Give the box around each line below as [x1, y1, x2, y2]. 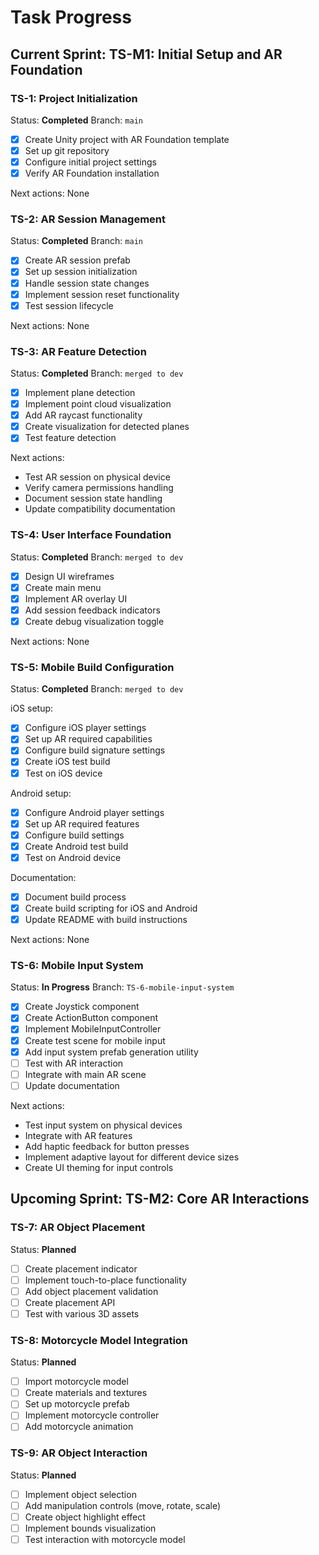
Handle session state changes [24, 277, 150, 289]
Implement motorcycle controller [24, 1409, 160, 1421]
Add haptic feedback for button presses [24, 1140, 190, 1152]
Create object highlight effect [24, 1511, 146, 1523]
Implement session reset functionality [24, 288, 180, 300]
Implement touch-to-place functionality [24, 1274, 187, 1286]
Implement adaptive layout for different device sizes [24, 1151, 240, 1163]
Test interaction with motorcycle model [24, 1534, 186, 1546]
